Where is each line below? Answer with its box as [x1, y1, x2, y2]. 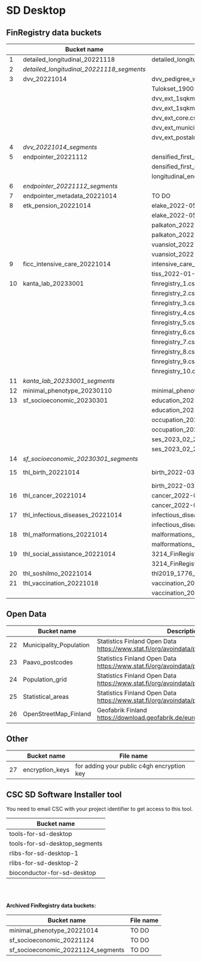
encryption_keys [23, 765, 70, 774]
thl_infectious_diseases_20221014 [23, 511, 123, 519]
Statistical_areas [23, 692, 69, 701]
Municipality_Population [23, 641, 90, 649]
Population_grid [23, 675, 67, 683]
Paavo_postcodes [23, 658, 74, 666]
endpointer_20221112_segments [23, 182, 118, 190]
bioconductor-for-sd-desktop [9, 868, 96, 877]
